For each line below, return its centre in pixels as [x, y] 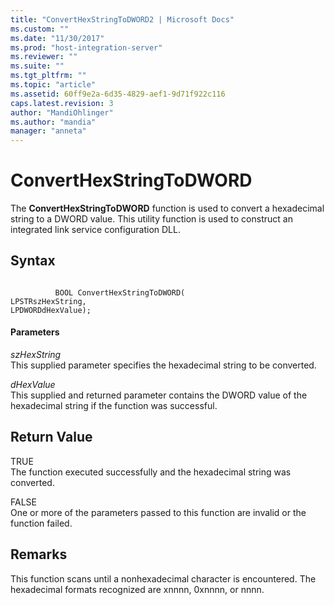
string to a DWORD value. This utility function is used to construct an [151, 219]
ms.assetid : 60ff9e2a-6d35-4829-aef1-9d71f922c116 [118, 94]
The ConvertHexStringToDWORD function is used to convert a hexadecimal [167, 208]
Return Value [51, 437]
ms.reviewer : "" [44, 57]
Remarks [39, 554]
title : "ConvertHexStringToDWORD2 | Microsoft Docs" [122, 19]
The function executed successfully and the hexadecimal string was [151, 472]
